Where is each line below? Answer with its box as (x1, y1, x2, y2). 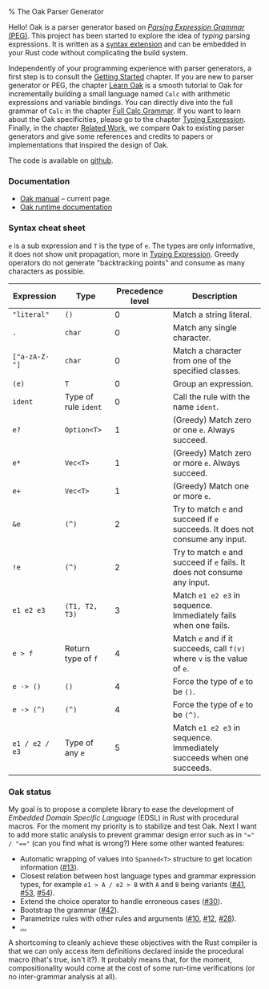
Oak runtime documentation (19, 202, 113, 212)
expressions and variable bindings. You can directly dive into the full (8, 98, 234, 107)
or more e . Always (172, 457, 240, 468)
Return (64, 642, 90, 654)
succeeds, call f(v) (172, 642, 246, 654)
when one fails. (172, 619, 231, 630)
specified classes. (172, 365, 241, 376)
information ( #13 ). (19, 862, 79, 872)
